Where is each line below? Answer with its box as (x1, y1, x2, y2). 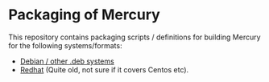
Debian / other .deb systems (19, 56, 114, 66)
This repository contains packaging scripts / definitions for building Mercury (8, 32, 261, 42)
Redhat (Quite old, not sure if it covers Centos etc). (19, 64, 189, 74)
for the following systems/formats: (8, 40, 122, 50)
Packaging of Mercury (8, 6, 161, 24)
